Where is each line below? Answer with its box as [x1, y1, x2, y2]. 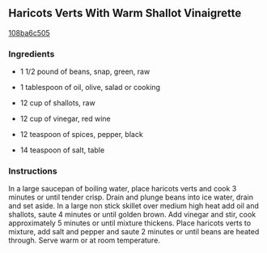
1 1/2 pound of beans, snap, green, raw [19, 66, 150, 76]
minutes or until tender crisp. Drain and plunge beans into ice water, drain [8, 192, 253, 202]
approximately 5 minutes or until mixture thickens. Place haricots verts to [8, 218, 252, 228]
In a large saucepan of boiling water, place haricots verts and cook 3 [8, 184, 237, 194]
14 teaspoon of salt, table [19, 145, 105, 155]
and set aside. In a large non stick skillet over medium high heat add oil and [8, 201, 259, 211]
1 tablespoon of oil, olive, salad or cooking [19, 83, 160, 92]
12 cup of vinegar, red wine [19, 114, 111, 124]
